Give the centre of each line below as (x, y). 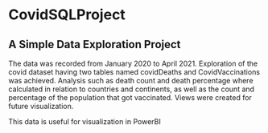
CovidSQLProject (67, 15)
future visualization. (41, 106)
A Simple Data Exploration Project (95, 44)
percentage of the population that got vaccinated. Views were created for (130, 97)
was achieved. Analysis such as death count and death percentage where (131, 81)
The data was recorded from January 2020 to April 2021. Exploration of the (133, 63)
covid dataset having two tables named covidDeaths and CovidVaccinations (134, 72)
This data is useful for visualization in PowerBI (85, 121)
